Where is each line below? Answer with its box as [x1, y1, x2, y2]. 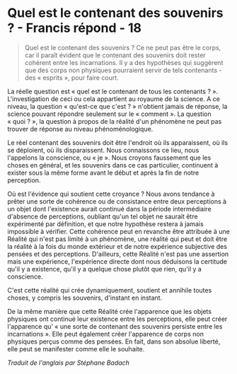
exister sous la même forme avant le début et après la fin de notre [7, 168, 200, 177]
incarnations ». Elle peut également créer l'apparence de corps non [7, 329, 204, 338]
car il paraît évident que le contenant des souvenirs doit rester [24, 51, 207, 59]
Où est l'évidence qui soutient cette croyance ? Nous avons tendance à [7, 189, 215, 198]
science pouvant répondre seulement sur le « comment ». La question [7, 110, 212, 118]
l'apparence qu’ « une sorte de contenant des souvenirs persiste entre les [7, 322, 223, 330]
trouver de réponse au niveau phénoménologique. [7, 124, 154, 133]
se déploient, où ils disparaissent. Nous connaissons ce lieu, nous [7, 146, 200, 154]
